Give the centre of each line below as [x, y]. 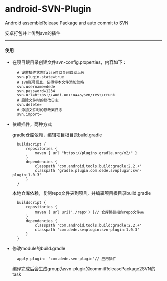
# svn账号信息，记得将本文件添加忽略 [50, 82]
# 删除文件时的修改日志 [38, 100]
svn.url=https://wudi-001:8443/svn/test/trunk [66, 95]
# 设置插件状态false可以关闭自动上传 [51, 73]
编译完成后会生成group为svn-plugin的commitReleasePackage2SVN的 [84, 269]
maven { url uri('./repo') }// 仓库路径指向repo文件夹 [89, 212]
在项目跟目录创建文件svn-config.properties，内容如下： [70, 62]
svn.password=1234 [36, 91]
